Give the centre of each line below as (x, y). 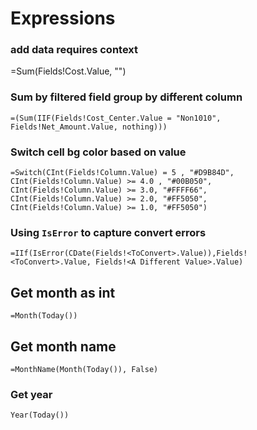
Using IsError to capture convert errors (108, 232)
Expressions (63, 18)
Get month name (63, 346)
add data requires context (74, 50)
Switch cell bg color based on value (98, 152)
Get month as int (63, 292)
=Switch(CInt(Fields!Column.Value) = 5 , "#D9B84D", (122, 173)
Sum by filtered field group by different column (126, 97)
